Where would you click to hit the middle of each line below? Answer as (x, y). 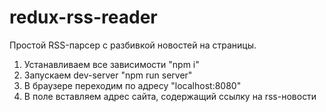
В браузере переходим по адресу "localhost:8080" (132, 85)
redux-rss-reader (83, 17)
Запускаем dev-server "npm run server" (108, 75)
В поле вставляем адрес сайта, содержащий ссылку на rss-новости (170, 96)
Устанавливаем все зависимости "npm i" (111, 64)
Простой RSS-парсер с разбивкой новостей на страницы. (133, 45)
